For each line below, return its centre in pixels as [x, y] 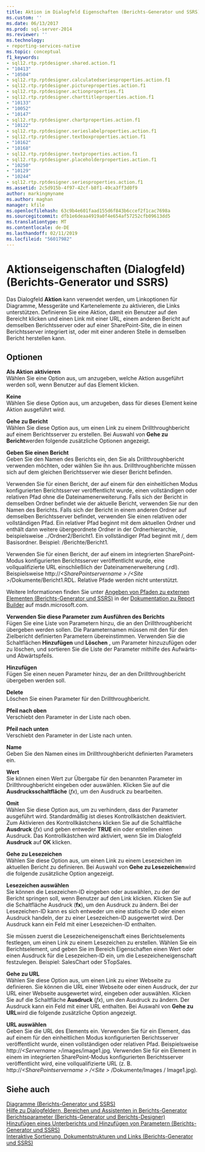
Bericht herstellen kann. [36, 338]
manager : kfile [26, 205]
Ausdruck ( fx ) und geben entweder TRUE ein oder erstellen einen [89, 829]
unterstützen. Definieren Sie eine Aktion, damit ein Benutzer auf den [92, 312]
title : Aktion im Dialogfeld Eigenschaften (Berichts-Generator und [95, 12]
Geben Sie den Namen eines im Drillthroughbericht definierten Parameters [100, 754]
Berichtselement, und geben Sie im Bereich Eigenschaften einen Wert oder [100, 949]
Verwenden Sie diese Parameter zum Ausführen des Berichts [85, 617]
